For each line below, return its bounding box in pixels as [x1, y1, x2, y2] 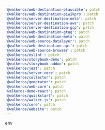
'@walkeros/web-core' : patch [5, 84, 64, 89]
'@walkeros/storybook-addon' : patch [5, 61, 79, 66]
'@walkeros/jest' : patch [5, 66, 55, 71]
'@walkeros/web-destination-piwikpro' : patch [5, 12, 98, 17]
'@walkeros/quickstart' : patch [5, 93, 68, 98]
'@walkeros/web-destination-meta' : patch [5, 35, 90, 39]
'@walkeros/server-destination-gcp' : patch [5, 25, 94, 30]
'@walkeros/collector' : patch [5, 75, 66, 80]
